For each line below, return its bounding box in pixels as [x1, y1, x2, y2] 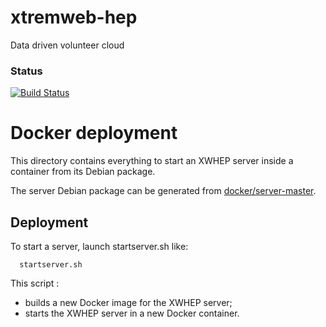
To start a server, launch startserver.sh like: [10, 240, 189, 252]
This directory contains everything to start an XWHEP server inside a [10, 155, 294, 167]
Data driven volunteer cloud [10, 39, 125, 51]
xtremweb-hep [10, 6, 138, 29]
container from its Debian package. [10, 166, 156, 178]
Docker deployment [10, 122, 178, 145]
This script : [10, 277, 60, 289]
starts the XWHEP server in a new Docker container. [24, 307, 240, 319]
